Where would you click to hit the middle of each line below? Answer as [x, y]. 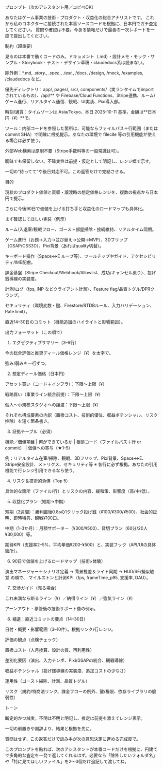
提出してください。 [33, 36]
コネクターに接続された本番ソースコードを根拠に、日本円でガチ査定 [90, 24]
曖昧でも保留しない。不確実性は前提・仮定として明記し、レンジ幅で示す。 [79, 161]
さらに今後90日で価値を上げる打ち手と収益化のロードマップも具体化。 [76, 209]
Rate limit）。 [17, 311]
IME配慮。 [25, 262]
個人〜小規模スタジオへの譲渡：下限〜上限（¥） [53, 405]
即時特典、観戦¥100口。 [37, 518]
